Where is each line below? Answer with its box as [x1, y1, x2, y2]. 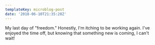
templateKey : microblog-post [5, 7, 65, 12]
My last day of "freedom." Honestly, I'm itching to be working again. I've [5, 25, 150, 30]
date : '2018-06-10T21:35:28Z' [5, 12, 67, 16]
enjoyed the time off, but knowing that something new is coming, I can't [5, 30, 149, 36]
